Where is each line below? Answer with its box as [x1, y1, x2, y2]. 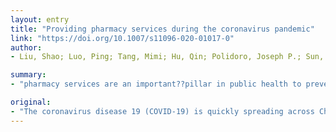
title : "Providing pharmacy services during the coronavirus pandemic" [10, 24, 315, 34]
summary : [10, 70, 47, 80]
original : [10, 97, 52, 107]
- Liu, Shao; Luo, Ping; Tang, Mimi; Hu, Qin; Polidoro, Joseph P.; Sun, [10, 52, 325, 62]
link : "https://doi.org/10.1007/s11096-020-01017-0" [10, 33, 235, 43]
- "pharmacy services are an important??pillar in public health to [10, 79, 302, 90]
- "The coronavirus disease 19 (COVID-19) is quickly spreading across [10, 106, 315, 116]
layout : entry [10, 14, 70, 25]
